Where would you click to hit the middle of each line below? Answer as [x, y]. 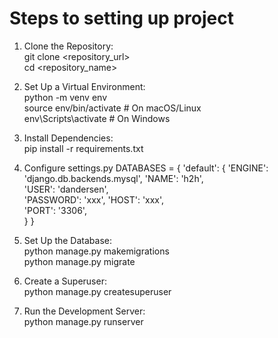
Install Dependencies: [68, 138]
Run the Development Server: [84, 311]
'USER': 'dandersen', [66, 189]
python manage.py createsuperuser [97, 291]
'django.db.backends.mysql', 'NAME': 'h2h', [113, 178]
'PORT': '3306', [55, 210]
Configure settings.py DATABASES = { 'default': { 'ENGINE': [146, 168]
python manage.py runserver [83, 321]
